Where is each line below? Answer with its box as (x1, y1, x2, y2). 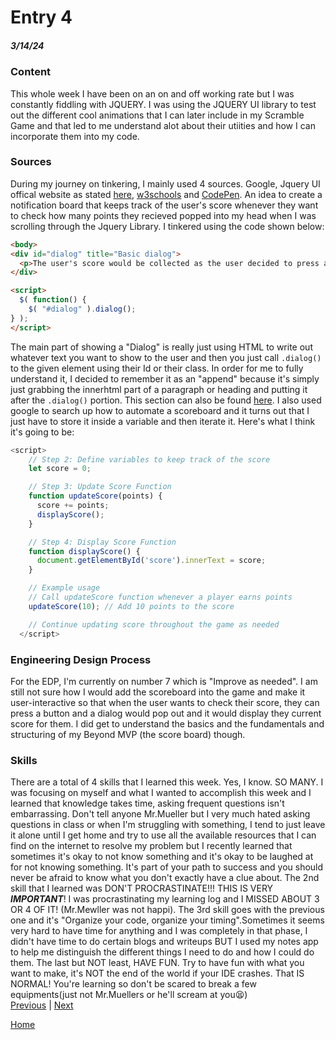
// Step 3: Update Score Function (28, 482, 172, 492)
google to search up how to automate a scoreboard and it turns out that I (10, 404, 310, 416)
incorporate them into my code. (10, 130, 140, 142)
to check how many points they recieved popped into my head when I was (10, 209, 317, 221)
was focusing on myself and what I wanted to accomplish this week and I (10, 787, 312, 799)
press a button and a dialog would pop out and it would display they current (10, 707, 322, 719)
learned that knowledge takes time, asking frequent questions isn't (10, 797, 285, 810)
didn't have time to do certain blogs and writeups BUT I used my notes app (10, 936, 319, 948)
